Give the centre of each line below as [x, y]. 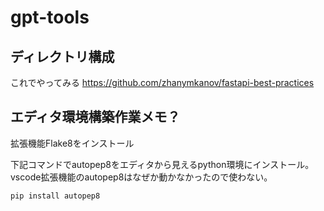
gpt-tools [50, 17]
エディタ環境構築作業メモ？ [95, 117]
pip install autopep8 [55, 196]
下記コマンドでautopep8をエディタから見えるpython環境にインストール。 [162, 164]
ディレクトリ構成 [62, 56]
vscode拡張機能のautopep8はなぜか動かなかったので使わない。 [141, 177]
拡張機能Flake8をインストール [72, 143]
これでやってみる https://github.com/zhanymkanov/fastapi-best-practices [162, 82]
